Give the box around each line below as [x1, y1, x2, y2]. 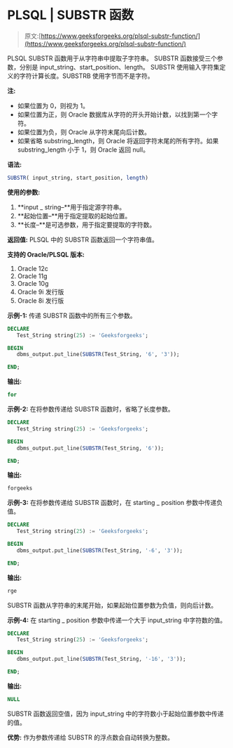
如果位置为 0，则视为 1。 [17, 101, 90, 110]
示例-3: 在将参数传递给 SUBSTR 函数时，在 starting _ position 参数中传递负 [7, 499, 223, 507]
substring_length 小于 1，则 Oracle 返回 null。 [17, 145, 149, 154]
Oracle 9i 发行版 [17, 287, 64, 296]
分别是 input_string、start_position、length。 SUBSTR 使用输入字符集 [19, 63, 220, 71]
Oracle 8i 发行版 [17, 296, 64, 305]
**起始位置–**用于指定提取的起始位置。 [17, 211, 132, 220]
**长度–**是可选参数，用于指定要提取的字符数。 [17, 220, 156, 229]
